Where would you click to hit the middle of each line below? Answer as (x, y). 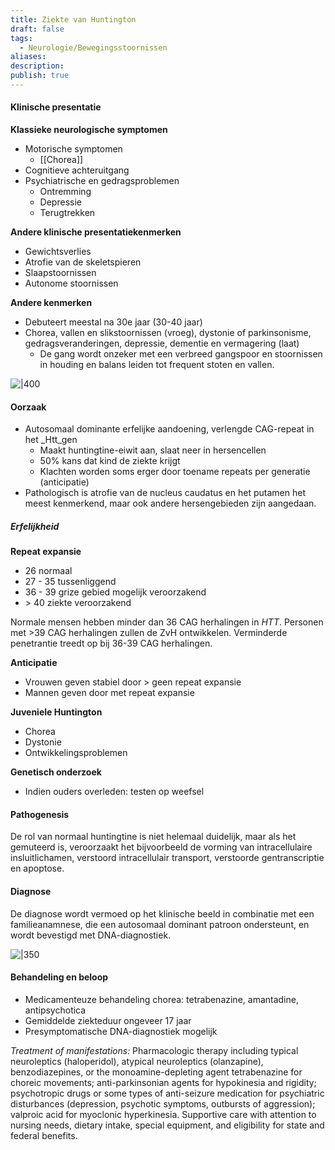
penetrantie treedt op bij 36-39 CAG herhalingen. (111, 643)
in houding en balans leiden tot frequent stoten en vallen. (157, 365)
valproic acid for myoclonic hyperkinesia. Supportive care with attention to (163, 1114)
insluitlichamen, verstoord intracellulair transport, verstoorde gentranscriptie (167, 858)
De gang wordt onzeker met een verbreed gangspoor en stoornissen (181, 354)
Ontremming (65, 192)
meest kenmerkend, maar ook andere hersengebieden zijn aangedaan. (170, 503)
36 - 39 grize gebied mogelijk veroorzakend (115, 592)
